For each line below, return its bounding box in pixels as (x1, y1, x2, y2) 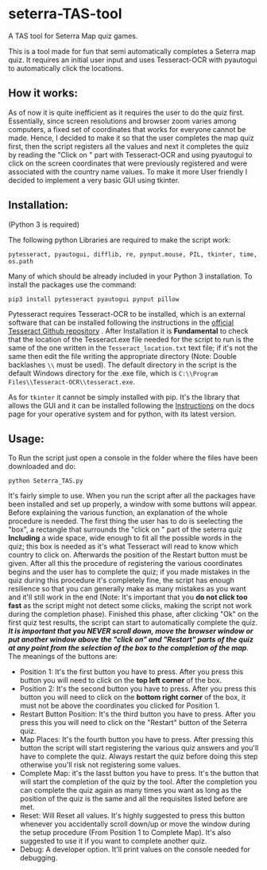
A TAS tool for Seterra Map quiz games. (8, 31, 138, 41)
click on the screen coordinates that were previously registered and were (8, 158, 248, 168)
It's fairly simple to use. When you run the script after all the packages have (8, 491, 256, 501)
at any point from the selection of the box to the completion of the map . (8, 643, 249, 653)
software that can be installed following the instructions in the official (8, 318, 234, 327)
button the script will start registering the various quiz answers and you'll (19, 743, 259, 753)
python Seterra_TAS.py (8, 477, 83, 486)
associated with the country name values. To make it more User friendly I (8, 166, 248, 176)
